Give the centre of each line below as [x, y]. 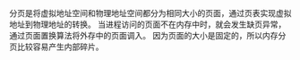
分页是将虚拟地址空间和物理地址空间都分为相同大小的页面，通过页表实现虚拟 [150, 13]
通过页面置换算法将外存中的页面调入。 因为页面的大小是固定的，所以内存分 [148, 35]
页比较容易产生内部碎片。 [56, 47]
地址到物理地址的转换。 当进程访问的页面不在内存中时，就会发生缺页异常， [148, 24]
